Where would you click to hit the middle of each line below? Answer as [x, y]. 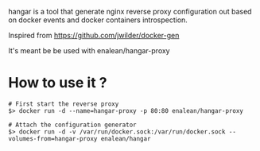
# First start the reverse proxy [64, 104]
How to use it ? [58, 83]
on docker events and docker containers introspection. [98, 20]
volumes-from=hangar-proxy [53, 138]
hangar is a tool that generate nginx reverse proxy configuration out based [130, 12]
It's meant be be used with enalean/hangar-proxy [89, 50]
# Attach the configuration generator [72, 125]
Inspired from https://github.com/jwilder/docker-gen [94, 35]
